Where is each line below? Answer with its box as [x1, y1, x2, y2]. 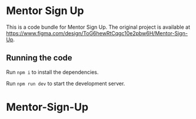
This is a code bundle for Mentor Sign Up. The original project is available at [6, 23, 190, 30]
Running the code [6, 53, 72, 63]
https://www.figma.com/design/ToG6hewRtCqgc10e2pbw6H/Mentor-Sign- [6, 29, 188, 36]
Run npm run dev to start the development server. [6, 80, 125, 87]
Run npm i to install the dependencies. [6, 69, 99, 76]
